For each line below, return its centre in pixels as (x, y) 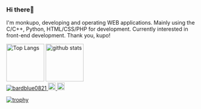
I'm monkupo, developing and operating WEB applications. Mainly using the (100, 23)
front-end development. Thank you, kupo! (58, 36)
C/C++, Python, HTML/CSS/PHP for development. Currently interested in (97, 29)
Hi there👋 (20, 10)
